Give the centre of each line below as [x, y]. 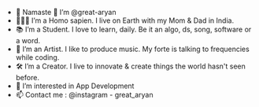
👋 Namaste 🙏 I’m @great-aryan [66, 12]
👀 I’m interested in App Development [75, 86]
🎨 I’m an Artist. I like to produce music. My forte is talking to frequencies [132, 49]
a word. [28, 41]
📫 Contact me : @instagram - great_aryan [84, 95]
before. [27, 77]
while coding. [37, 57]
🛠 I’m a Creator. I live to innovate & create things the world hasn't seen [131, 66]
